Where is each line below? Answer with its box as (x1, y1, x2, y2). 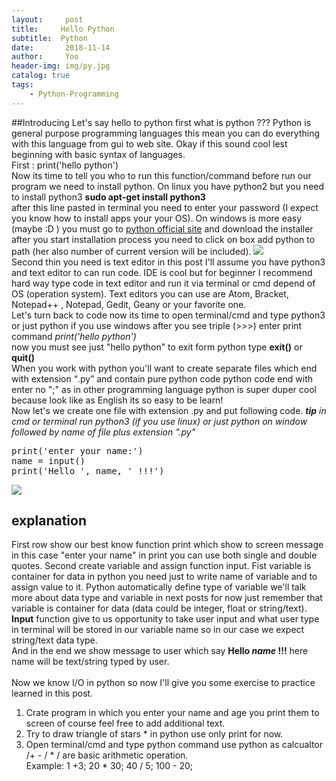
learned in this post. (11, 687, 94, 700)
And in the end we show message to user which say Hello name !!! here (11, 645, 309, 657)
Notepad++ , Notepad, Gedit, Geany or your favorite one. (11, 298, 247, 310)
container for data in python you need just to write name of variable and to (11, 571, 318, 583)
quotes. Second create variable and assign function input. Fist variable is (11, 560, 312, 572)
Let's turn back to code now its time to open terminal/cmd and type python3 (11, 309, 326, 321)
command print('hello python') (11, 330, 137, 342)
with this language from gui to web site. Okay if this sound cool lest (11, 137, 288, 150)
